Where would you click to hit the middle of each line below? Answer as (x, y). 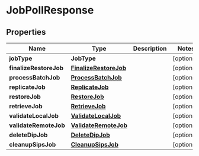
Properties (26, 32)
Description (150, 49)
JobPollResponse (50, 10)
